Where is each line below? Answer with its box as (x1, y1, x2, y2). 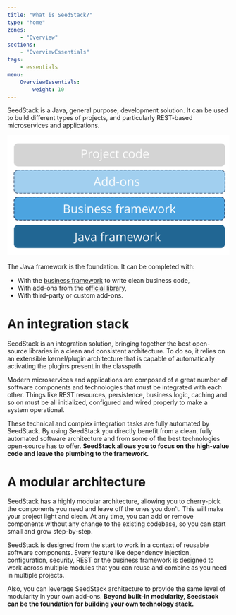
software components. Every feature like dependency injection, (7, 549, 192, 557)
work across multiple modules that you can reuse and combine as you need (7, 563, 228, 572)
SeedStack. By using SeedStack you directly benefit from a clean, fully (7, 426, 213, 435)
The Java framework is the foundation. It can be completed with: (7, 262, 195, 271)
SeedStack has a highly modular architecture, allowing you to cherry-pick (7, 497, 221, 505)
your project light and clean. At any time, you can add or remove (7, 512, 194, 521)
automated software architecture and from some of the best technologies (7, 434, 221, 443)
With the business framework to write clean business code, (17, 276, 190, 284)
